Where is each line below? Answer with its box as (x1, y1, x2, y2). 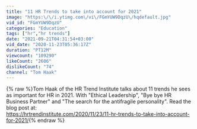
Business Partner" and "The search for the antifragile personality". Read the (6, 98, 192, 105)
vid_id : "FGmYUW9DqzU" (6, 20, 62, 25)
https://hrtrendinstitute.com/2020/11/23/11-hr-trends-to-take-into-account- (6, 111, 190, 118)
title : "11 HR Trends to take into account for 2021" (6, 8, 142, 15)
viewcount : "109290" (6, 53, 58, 59)
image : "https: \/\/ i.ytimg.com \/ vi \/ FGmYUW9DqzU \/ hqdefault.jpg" (6, 14, 171, 20)
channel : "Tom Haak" (6, 69, 58, 75)
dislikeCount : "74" (6, 63, 55, 70)
